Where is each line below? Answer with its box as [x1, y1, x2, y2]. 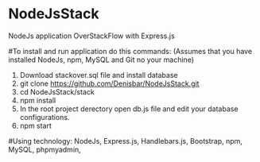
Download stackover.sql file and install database [19, 70, 178, 79]
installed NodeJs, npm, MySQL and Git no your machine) [8, 55, 195, 64]
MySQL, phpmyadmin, [8, 145, 81, 154]
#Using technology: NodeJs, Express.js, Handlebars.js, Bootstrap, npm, [8, 136, 243, 145]
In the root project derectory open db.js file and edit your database [19, 104, 239, 114]
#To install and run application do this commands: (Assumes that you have [8, 46, 253, 56]
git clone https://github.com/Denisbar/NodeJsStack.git [19, 79, 200, 88]
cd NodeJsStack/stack [19, 87, 95, 96]
